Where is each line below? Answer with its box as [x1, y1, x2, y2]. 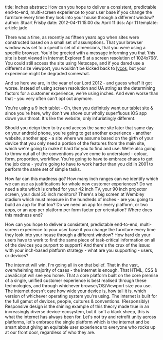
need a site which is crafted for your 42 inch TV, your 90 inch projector [5, 186, 147, 192]
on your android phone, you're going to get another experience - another [5, 130, 152, 136]
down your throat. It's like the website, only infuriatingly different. [5, 116, 136, 121]
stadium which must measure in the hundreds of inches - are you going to [5, 197, 153, 202]
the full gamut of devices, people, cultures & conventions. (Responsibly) [5, 299, 149, 304]
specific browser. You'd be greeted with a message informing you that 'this [5, 50, 156, 56]
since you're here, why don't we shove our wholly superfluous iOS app [5, 110, 147, 116]
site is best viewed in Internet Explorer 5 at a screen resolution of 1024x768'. [5, 55, 159, 60]
